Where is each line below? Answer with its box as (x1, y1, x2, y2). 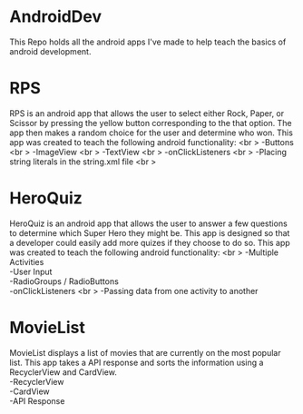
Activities (9, 256, 44, 267)
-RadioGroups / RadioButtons (9, 275, 120, 287)
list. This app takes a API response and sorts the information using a (9, 357, 264, 368)
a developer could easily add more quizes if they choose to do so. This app (9, 237, 290, 248)
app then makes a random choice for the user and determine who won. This (9, 127, 293, 138)
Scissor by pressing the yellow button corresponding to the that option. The (9, 117, 292, 128)
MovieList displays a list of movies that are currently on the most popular (9, 347, 281, 358)
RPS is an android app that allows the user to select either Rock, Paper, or (9, 107, 285, 119)
